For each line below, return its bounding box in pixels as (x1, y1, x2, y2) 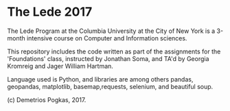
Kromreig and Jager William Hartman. (7, 62, 113, 70)
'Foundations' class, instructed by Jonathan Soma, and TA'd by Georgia (7, 54, 209, 62)
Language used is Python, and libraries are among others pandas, (7, 75, 194, 83)
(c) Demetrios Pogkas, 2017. (7, 95, 87, 103)
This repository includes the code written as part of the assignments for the (7, 47, 221, 56)
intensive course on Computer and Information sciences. (26, 34, 187, 42)
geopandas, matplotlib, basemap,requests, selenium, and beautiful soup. (7, 82, 214, 90)
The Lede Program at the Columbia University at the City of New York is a (7, 27, 216, 35)
